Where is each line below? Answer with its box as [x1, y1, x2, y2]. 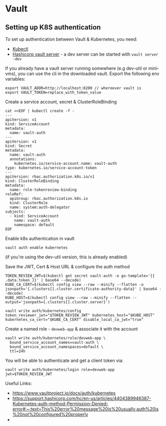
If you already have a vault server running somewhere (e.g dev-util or [5, 66, 148, 71]
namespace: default [14, 222, 55, 227]
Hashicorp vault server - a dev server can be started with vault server [12, 51, 159, 57]
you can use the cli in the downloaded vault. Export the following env [17, 71, 160, 77]
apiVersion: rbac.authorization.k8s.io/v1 [5, 174, 95, 179]
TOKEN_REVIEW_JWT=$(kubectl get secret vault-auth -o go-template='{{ [5, 273, 155, 278]
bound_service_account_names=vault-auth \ [9, 340, 99, 345]
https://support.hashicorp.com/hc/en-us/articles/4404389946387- [12, 395, 152, 401]
